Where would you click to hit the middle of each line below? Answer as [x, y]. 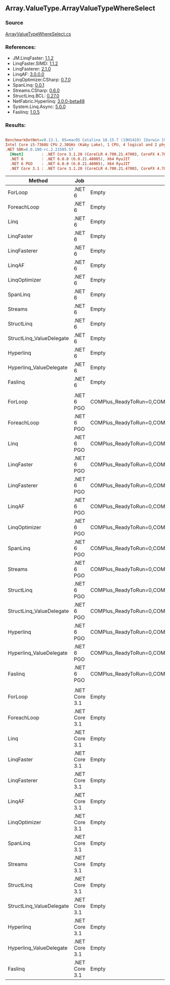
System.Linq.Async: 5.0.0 [39, 107]
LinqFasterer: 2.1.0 [32, 69]
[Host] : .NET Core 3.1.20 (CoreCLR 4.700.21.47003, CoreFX [82, 154]
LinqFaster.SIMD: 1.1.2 [35, 63]
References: [21, 47]
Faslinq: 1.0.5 [26, 112]
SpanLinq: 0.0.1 [28, 85]
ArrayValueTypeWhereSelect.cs [38, 34]
